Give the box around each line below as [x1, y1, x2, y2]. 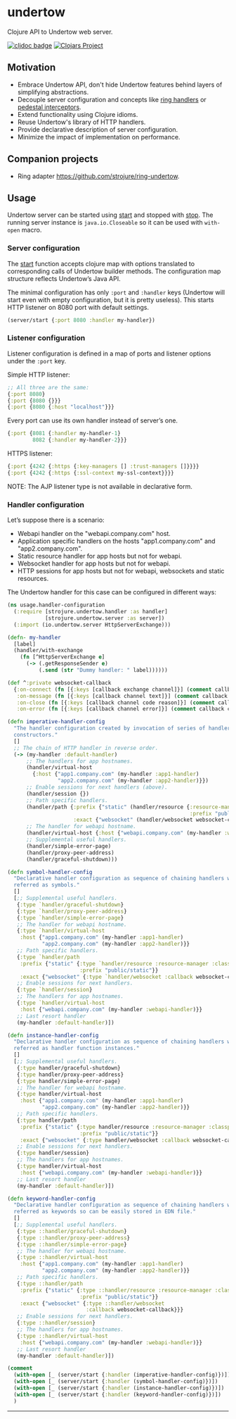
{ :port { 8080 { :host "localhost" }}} [7, 404, 114, 411]
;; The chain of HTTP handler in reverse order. [13, 744, 159, 751]
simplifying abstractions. [17, 87, 89, 96]
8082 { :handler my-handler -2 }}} [32, 437, 128, 444]
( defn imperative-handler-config [7, 718, 105, 725]
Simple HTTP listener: [7, 370, 70, 379]
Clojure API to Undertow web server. [7, 27, 113, 36]
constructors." [13, 732, 58, 739]
